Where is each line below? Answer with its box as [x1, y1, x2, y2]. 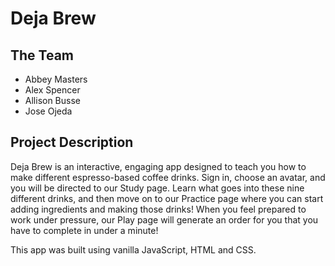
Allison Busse [24, 95, 82, 106]
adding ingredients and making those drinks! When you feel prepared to [10, 203, 307, 215]
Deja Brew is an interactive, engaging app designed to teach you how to [10, 160, 307, 172]
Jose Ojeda [24, 105, 73, 117]
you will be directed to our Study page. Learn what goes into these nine [10, 182, 305, 194]
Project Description [10, 134, 134, 151]
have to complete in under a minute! [10, 224, 159, 236]
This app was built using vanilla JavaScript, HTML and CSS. [10, 243, 257, 256]
